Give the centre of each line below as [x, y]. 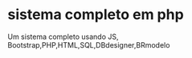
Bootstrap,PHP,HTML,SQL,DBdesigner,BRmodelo [89, 44]
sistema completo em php [96, 15]
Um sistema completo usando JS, [63, 37]
